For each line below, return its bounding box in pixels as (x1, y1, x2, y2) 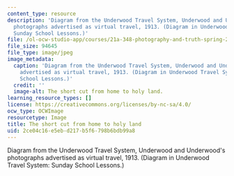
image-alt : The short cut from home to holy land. (13, 88, 164, 95)
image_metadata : (7, 56, 54, 63)
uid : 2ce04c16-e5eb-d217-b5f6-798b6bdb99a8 (7, 127, 136, 134)
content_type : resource (7, 10, 77, 17)
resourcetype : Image (7, 114, 68, 121)
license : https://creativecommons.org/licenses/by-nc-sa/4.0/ (7, 101, 192, 108)
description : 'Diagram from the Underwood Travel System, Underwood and (7, 17, 223, 24)
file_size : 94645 (7, 43, 58, 50)
